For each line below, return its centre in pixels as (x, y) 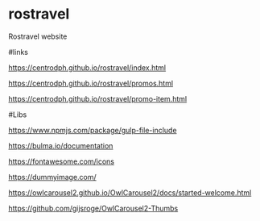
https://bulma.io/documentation (61, 145)
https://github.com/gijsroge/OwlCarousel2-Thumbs (93, 208)
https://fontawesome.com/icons (62, 161)
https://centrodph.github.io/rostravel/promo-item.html (98, 98)
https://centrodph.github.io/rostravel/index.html (87, 67)
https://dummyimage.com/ (52, 177)
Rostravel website (38, 36)
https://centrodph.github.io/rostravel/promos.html (91, 83)
